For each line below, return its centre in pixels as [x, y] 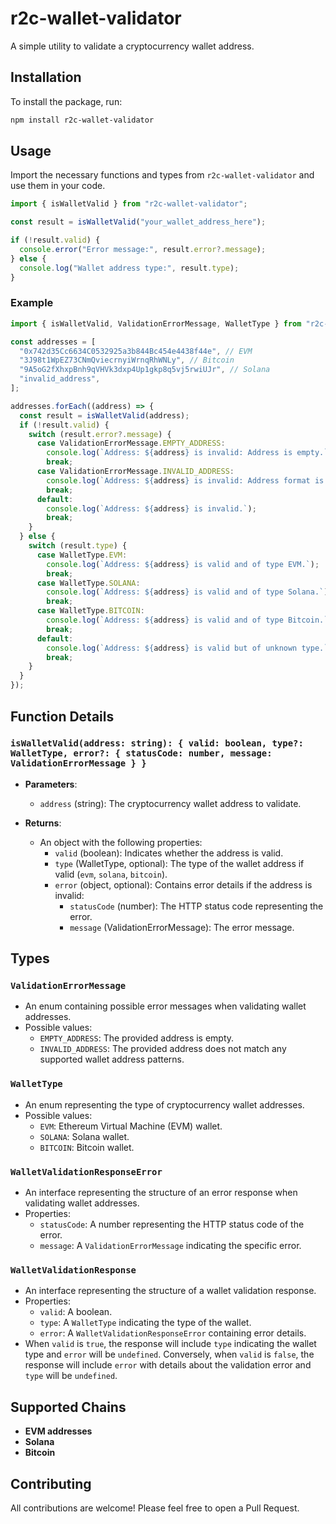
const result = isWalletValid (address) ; [104, 415]
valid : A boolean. [76, 1312]
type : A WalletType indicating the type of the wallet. [145, 1323]
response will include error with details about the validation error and [168, 1365]
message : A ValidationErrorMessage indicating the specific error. [170, 1246]
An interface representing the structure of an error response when [161, 1193]
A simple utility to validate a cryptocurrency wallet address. [132, 46]
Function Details [62, 716]
